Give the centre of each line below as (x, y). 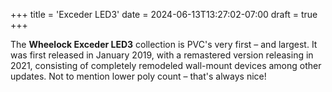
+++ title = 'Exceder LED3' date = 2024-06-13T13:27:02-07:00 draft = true (164, 14)
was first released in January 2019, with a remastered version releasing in (162, 55)
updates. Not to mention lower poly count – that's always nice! (138, 76)
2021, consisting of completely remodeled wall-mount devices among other (166, 65)
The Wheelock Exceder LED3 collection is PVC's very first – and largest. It (164, 44)
